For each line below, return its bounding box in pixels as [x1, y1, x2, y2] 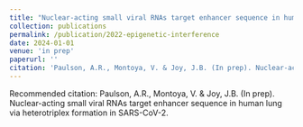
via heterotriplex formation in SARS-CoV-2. [9, 107, 169, 118]
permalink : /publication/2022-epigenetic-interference [9, 30, 220, 39]
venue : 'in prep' [9, 47, 75, 56]
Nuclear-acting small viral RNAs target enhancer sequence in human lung [9, 97, 282, 108]
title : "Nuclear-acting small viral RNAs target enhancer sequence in [9, 13, 280, 23]
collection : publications [9, 22, 106, 31]
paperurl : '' [9, 55, 59, 64]
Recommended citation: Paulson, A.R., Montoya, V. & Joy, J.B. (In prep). [9, 87, 275, 99]
